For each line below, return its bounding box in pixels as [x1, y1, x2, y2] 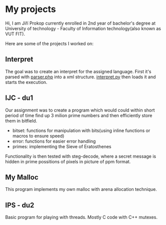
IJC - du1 [5, 94, 33, 102]
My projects [5, 4, 56, 15]
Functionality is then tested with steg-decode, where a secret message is [5, 153, 156, 159]
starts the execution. [5, 79, 47, 85]
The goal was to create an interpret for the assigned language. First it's [5, 68, 151, 74]
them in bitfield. [5, 118, 37, 124]
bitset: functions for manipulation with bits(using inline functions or [12, 127, 150, 134]
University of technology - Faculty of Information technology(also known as [5, 25, 161, 31]
